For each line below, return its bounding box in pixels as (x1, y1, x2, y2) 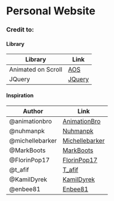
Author (23, 107, 44, 115)
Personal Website (6, 4, 95, 18)
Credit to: (6, 26, 35, 34)
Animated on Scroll (9, 66, 63, 74)
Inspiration (6, 91, 34, 99)
